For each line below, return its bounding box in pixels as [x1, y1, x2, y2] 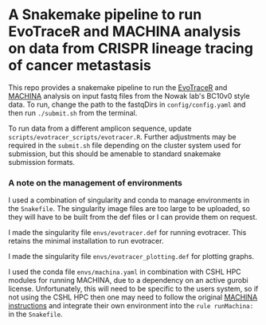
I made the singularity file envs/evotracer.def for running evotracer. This [8, 228, 247, 237]
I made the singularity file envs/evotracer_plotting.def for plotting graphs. [8, 252, 255, 261]
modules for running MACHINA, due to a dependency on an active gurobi [8, 276, 248, 285]
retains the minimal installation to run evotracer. [8, 237, 164, 246]
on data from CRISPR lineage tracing [8, 40, 253, 57]
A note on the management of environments [8, 177, 183, 188]
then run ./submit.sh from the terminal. [8, 108, 138, 117]
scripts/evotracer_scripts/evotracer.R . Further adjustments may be [8, 131, 237, 141]
